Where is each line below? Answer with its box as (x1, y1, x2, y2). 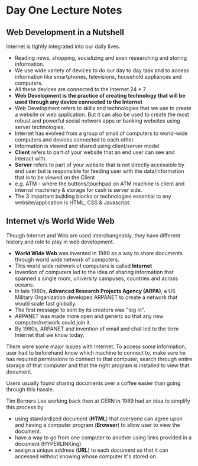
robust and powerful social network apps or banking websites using (14, 117, 180, 124)
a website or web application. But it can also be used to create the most (14, 111, 189, 118)
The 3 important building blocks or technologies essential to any (14, 193, 171, 200)
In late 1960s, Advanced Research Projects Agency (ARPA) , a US (14, 287, 176, 294)
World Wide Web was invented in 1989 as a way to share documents (14, 249, 183, 256)
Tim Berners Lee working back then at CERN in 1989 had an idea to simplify (6, 397, 190, 404)
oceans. (14, 281, 35, 288)
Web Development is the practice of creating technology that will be (14, 92, 186, 99)
